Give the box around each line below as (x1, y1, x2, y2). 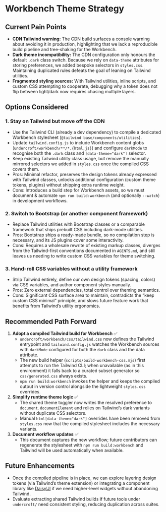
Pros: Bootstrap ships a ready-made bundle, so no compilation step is (12, 232, 155, 238)
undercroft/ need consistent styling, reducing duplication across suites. (12, 501, 160, 507)
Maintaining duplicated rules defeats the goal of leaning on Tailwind (12, 67, 151, 73)
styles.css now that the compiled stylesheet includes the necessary (19, 421, 160, 427)
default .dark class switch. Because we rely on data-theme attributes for (12, 57, 160, 63)
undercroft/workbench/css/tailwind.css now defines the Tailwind (19, 336, 155, 342)
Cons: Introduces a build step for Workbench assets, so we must (12, 187, 145, 193)
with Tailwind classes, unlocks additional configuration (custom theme (12, 177, 156, 183)
